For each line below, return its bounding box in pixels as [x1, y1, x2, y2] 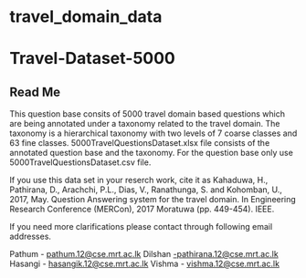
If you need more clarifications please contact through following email [9, 221, 273, 232]
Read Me [9, 84, 61, 99]
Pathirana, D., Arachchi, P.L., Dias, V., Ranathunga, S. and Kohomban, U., [9, 184, 283, 195]
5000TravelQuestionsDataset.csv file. [9, 157, 152, 168]
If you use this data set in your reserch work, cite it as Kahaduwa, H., [9, 175, 269, 186]
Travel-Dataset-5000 [9, 48, 175, 69]
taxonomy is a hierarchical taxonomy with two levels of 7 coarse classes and [9, 128, 298, 139]
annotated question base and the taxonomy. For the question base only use [9, 148, 294, 159]
